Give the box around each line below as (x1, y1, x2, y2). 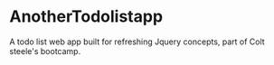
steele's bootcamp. (9, 45, 81, 56)
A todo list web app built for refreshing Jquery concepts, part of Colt (9, 36, 265, 47)
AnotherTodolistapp (9, 6, 164, 27)
